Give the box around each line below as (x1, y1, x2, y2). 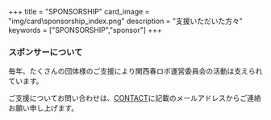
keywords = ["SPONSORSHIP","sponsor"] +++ (8, 26, 163, 34)
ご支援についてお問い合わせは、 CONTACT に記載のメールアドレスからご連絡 (8, 94, 261, 103)
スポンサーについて (8, 46, 83, 58)
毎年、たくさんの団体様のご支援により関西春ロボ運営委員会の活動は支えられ (8, 66, 263, 76)
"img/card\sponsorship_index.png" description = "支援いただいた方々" (8, 16, 244, 26)
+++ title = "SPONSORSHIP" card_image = (8, 7, 150, 16)
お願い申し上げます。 (8, 103, 79, 113)
